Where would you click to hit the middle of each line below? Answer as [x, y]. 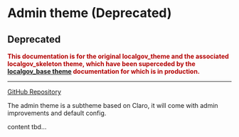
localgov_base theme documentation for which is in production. [104, 71]
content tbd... [27, 127]
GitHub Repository [34, 92]
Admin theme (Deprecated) [90, 13]
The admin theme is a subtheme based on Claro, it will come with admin [113, 105]
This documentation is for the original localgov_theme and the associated [118, 56]
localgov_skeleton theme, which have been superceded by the [101, 64]
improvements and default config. [57, 113]
